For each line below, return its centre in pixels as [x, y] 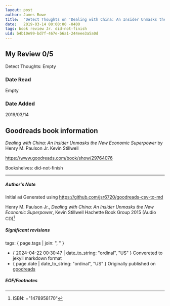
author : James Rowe [26, 15]
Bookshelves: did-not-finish [34, 168]
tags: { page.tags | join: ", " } [35, 243]
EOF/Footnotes [22, 281]
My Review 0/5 [29, 54]
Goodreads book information [52, 131]
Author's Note [20, 184]
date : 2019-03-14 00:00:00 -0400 [43, 24]
